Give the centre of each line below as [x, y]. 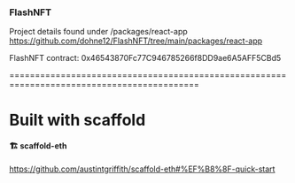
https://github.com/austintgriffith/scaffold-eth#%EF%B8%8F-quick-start [142, 169]
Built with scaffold [78, 120]
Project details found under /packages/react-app [98, 32]
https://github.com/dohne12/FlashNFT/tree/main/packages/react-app [136, 41]
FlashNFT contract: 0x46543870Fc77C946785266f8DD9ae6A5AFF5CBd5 [145, 58]
